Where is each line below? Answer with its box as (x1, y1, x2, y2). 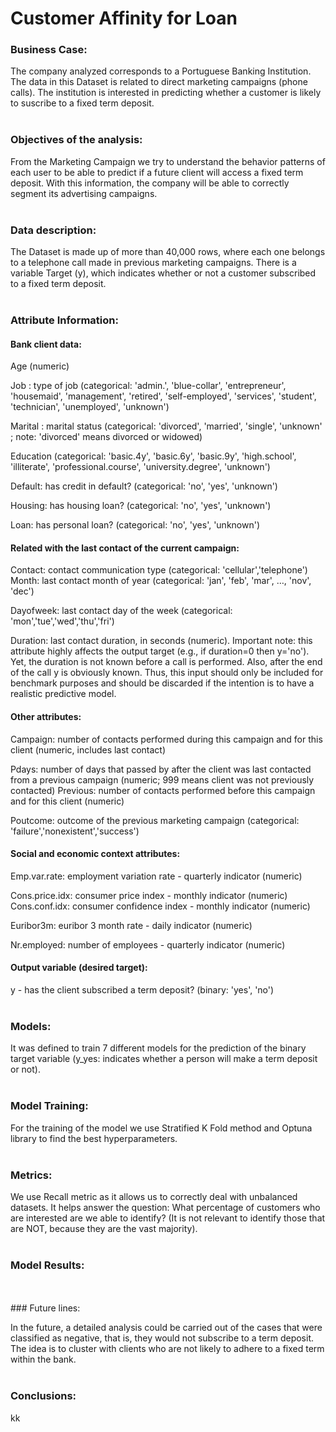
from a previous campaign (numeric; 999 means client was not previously (10, 773, 315, 786)
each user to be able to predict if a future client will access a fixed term (10, 166, 304, 178)
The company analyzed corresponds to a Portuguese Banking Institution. (10, 65, 312, 77)
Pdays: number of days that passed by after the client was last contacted (10, 763, 312, 775)
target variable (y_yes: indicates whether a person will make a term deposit (10, 1053, 318, 1065)
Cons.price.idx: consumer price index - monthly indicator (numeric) (10, 889, 288, 901)
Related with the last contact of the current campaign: (10, 542, 240, 554)
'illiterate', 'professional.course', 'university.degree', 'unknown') (10, 461, 271, 473)
